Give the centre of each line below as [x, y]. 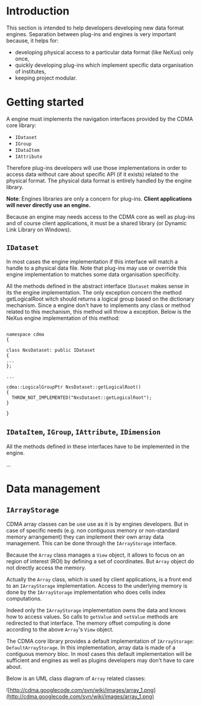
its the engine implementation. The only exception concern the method [94, 292]
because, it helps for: [32, 40]
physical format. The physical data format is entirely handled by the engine [99, 180]
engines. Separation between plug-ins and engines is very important [91, 34]
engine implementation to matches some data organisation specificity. [93, 274]
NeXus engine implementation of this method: [63, 318]
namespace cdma [25, 334]
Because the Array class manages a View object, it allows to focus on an [95, 555]
